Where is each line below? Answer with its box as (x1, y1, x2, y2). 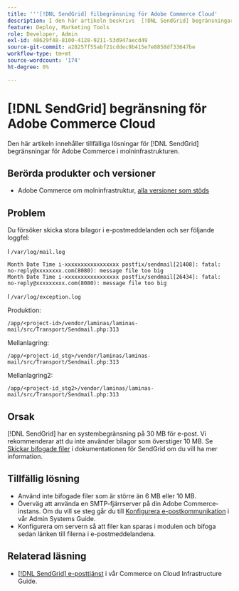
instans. (17, 507, 41, 515)
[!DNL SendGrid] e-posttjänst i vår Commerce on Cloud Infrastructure (17, 569, 222, 577)
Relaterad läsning (7, 550, 87, 562)
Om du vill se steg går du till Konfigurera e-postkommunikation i (42, 507, 230, 515)
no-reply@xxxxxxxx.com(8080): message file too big (7, 267, 164, 274)
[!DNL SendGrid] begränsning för (7, 101, 207, 116)
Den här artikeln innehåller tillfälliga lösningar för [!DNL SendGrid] (7, 139, 199, 148)
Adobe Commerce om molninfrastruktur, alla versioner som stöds (17, 186, 210, 195)
